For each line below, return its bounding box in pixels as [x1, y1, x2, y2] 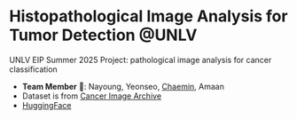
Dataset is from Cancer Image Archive [21, 91, 162, 101]
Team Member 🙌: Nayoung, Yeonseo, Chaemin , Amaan [21, 81, 224, 91]
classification [9, 64, 58, 75]
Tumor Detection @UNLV [9, 25, 198, 45]
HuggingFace [21, 99, 72, 110]
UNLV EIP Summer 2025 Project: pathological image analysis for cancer [9, 54, 272, 65]
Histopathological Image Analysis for [9, 6, 288, 27]
